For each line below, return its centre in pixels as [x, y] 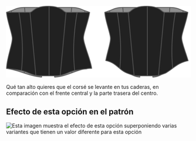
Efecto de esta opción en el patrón [70, 111]
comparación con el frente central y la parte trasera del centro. [82, 93]
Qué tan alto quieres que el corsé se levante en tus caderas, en [83, 87]
